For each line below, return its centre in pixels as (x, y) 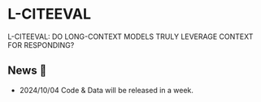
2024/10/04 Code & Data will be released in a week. (107, 90)
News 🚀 (27, 71)
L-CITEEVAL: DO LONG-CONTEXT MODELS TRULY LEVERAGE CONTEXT (130, 36)
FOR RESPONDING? (41, 45)
